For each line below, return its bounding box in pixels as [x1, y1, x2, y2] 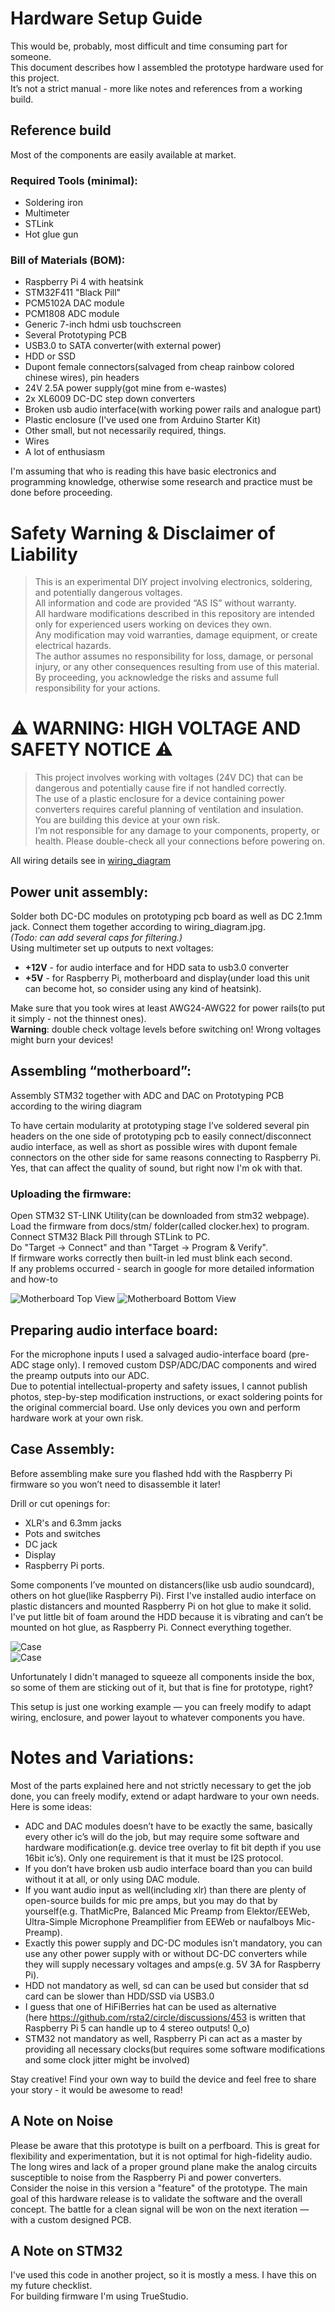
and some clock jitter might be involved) [24, 2053, 191, 2066]
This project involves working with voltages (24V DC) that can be [34, 772, 304, 784]
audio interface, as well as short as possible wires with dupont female [10, 1140, 298, 1152]
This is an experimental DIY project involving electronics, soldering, [34, 576, 313, 588]
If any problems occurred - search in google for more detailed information [10, 1263, 315, 1275]
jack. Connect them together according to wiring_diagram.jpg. [10, 921, 266, 933]
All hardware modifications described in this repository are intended [34, 608, 315, 620]
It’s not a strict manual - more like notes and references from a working [10, 82, 303, 94]
